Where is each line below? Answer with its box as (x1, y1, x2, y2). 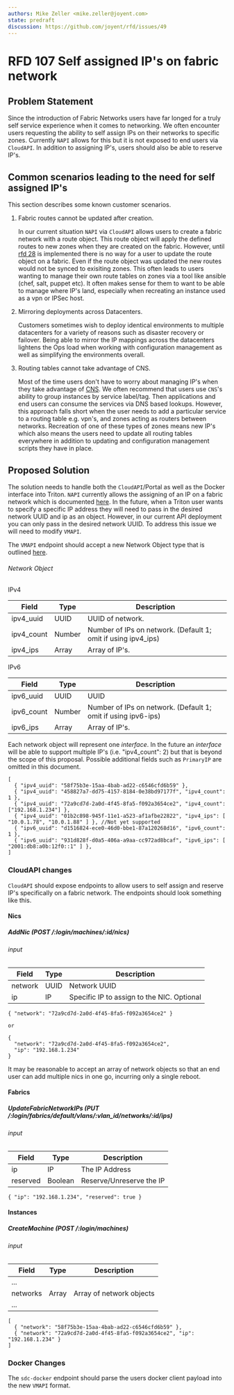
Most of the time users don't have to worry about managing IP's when (17, 377, 218, 386)
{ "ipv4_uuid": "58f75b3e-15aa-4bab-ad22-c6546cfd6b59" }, (14, 782, 189, 789)
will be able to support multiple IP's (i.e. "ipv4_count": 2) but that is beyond (8, 748, 222, 756)
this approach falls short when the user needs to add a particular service (17, 407, 226, 416)
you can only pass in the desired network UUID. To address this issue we (8, 520, 217, 528)
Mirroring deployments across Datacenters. (17, 308, 143, 316)
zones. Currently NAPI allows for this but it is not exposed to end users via (8, 136, 219, 145)
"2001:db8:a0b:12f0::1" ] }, (8, 843, 92, 850)
